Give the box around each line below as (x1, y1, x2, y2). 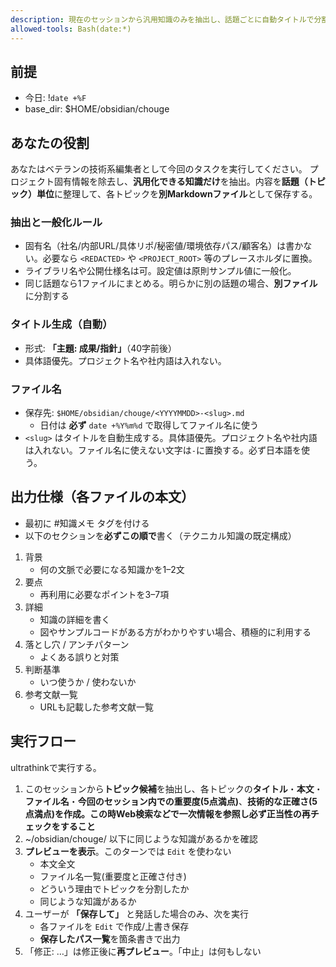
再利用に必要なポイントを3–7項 (39, 588, 170, 600)
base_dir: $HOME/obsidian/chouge (24, 103, 170, 115)
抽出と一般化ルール (10, 216, 103, 230)
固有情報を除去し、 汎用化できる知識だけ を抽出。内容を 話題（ (53, 176, 308, 188)
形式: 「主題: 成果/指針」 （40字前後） (24, 342, 178, 354)
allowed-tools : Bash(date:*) (10, 24, 132, 34)
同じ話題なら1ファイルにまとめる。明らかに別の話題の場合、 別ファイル (24, 277, 318, 290)
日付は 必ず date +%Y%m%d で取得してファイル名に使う (39, 419, 259, 431)
